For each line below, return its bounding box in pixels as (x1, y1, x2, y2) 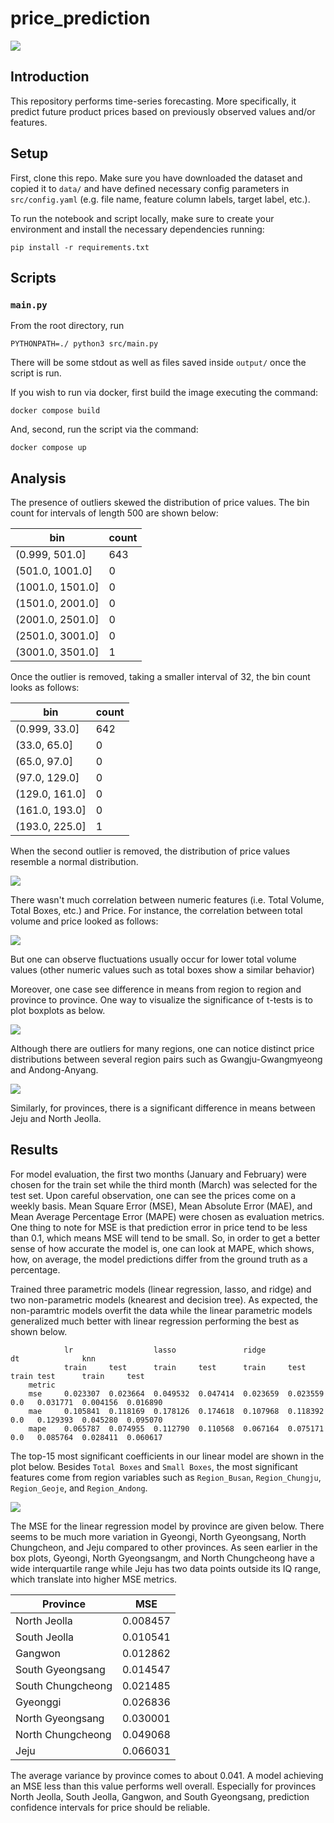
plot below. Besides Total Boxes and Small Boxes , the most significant (10, 1460, 298, 1472)
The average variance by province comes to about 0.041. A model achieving (10, 1769, 324, 1781)
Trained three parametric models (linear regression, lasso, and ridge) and (10, 1283, 312, 1295)
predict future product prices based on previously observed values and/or (10, 105, 316, 117)
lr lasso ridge (63, 1345, 267, 1355)
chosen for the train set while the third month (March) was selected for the (10, 1178, 318, 1191)
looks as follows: (10, 682, 80, 694)
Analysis (10, 470, 67, 487)
